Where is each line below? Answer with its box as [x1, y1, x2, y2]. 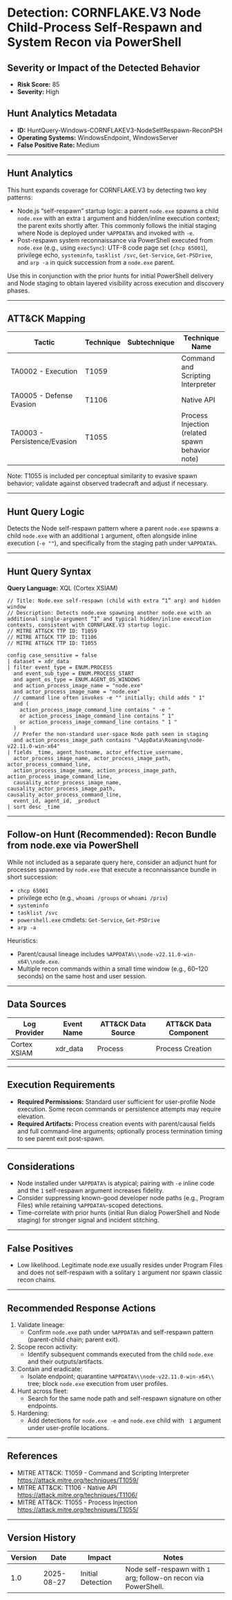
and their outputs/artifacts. [27, 1357, 104, 1366]
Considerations [7, 1161, 75, 1172]
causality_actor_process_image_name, [13, 780, 122, 786]
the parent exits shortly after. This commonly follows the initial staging [17, 221, 217, 229]
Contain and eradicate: [17, 1364, 83, 1373]
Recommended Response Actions [7, 1302, 157, 1314]
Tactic [34, 337, 55, 347]
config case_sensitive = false [7, 652, 97, 659]
